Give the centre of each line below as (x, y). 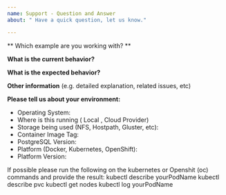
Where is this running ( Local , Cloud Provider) (83, 120)
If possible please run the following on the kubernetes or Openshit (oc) (108, 170)
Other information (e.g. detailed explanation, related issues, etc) (99, 85)
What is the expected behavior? (54, 72)
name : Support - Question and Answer (62, 13)
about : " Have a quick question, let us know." (77, 20)
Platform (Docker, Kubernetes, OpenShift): (77, 149)
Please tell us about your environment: (64, 99)
